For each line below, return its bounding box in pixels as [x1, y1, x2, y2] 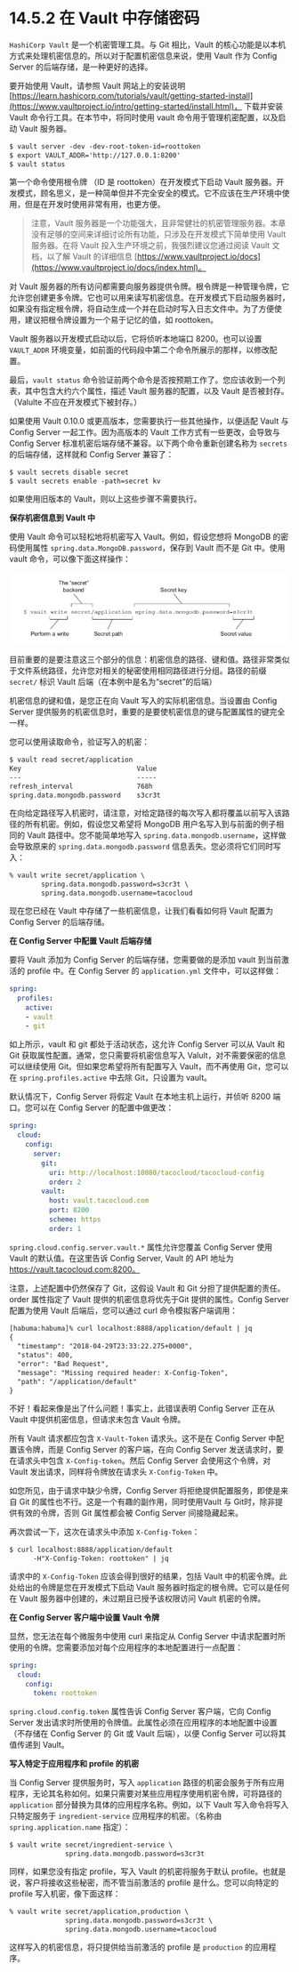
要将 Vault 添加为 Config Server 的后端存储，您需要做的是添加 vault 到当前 [9, 954, 282, 965]
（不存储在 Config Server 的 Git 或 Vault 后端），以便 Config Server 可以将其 [9, 1728, 287, 1739]
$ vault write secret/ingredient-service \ [9, 1840, 174, 1850]
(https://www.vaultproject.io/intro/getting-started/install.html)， [9, 101, 243, 111]
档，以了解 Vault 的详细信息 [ [30, 251, 138, 262]
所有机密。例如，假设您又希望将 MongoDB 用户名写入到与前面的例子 [24, 818, 277, 829]
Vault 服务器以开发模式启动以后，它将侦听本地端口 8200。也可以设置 [9, 333, 263, 343]
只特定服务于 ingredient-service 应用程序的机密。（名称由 [9, 1811, 222, 1822]
